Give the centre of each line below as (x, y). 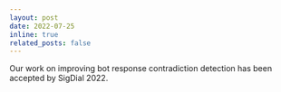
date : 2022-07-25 (42, 26)
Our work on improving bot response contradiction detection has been (141, 69)
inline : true (34, 34)
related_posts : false (50, 43)
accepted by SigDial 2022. (59, 78)
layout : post (34, 18)
